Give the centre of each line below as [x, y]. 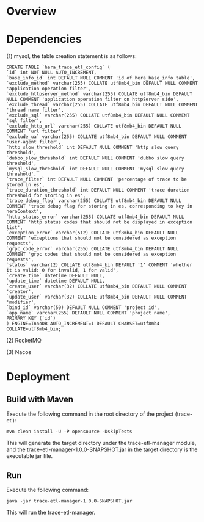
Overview [31, 11]
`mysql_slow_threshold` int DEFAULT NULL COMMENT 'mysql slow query [95, 169]
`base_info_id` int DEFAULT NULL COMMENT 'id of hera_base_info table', [101, 78]
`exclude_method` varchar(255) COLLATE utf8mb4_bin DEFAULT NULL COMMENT [102, 84]
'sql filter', [24, 121]
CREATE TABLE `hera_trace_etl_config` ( [59, 67]
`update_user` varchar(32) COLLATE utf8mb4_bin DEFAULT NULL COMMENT [97, 297]
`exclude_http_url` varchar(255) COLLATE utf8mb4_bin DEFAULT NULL [94, 126]
